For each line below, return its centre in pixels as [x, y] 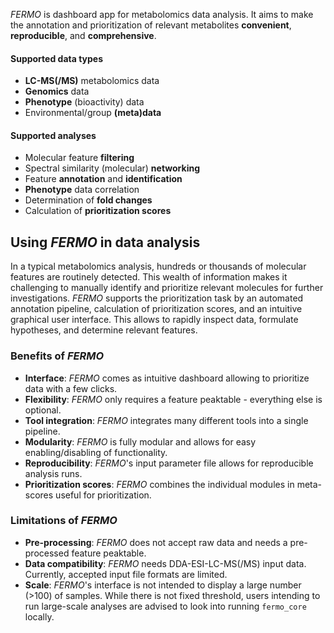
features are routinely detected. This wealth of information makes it [149, 277]
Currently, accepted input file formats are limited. [126, 574]
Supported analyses [53, 135]
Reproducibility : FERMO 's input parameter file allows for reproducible [169, 463]
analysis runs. [53, 473]
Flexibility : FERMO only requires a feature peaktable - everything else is [173, 399]
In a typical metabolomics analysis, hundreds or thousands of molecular [158, 266]
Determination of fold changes [88, 200]
